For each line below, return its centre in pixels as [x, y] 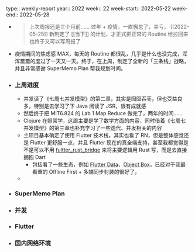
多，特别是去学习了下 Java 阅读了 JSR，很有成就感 [85, 106]
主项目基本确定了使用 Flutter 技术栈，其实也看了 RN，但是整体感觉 [104, 135]
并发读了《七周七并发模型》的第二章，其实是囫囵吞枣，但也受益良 [103, 99]
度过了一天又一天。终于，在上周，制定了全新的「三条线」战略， [112, 61]
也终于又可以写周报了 [55, 41]
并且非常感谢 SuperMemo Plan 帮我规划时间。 [70, 68]
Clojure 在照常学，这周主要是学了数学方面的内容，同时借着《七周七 [105, 121]
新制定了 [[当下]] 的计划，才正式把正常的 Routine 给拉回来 [119, 34]
